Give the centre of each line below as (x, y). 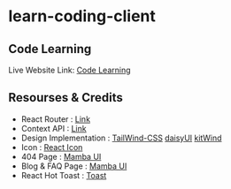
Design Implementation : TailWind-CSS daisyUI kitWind (121, 138)
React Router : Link (55, 119)
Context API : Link (54, 128)
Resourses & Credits (65, 98)
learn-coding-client (82, 16)
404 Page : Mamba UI (61, 156)
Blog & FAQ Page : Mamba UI (74, 166)
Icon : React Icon (52, 147)
